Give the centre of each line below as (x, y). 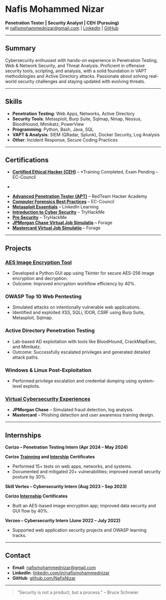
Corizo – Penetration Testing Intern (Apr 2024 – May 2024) (66, 447)
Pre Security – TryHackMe (40, 218)
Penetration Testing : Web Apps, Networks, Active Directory (73, 113)
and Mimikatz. (27, 347)
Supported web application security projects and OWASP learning (79, 530)
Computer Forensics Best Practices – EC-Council (63, 202)
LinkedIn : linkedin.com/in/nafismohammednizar (61, 573)
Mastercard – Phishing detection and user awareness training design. (83, 415)
